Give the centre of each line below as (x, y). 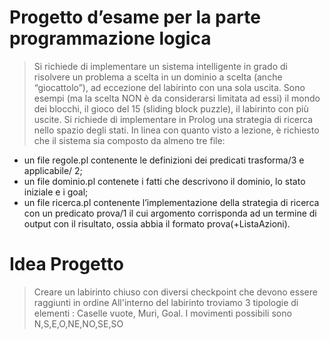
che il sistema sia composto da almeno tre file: (129, 140)
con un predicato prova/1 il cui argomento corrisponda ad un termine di (170, 213)
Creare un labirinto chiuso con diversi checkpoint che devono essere (175, 292)
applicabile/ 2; (53, 170)
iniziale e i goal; (56, 192)
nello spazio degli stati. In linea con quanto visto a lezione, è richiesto (176, 130)
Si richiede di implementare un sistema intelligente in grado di (160, 66)
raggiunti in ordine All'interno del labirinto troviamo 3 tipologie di (166, 302)
